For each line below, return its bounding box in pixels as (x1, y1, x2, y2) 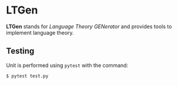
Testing (6, 46, 35, 56)
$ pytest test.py (6, 73, 49, 79)
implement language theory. (6, 29, 75, 36)
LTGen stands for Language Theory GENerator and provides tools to (6, 23, 172, 30)
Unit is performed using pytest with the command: (6, 62, 129, 69)
